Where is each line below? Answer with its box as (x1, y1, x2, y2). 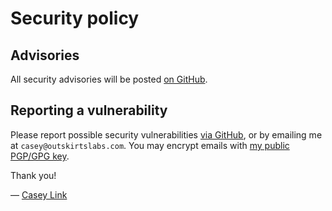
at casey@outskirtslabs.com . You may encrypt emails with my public (10, 139, 290, 151)
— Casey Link (10, 188, 68, 201)
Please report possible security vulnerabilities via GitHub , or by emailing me (10, 128, 323, 141)
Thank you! (10, 169, 57, 181)
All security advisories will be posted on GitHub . (10, 73, 208, 85)
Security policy (10, 7, 140, 30)
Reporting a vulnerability (10, 102, 168, 119)
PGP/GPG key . (10, 150, 70, 162)
